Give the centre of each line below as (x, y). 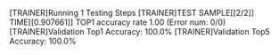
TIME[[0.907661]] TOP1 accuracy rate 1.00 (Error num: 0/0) (118, 22)
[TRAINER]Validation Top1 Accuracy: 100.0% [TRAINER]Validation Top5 (139, 31)
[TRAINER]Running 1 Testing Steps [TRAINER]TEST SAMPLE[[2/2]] (132, 13)
